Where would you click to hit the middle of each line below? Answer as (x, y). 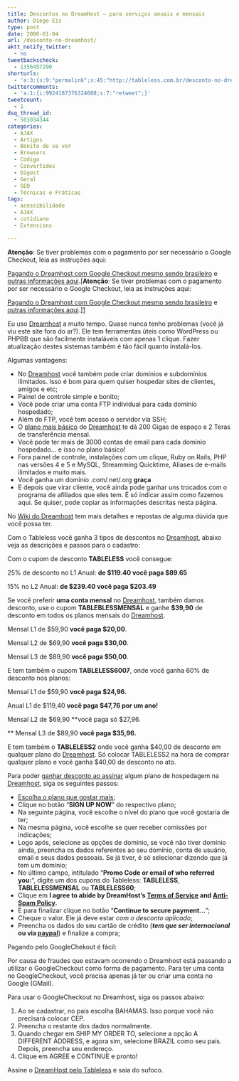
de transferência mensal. (54, 434)
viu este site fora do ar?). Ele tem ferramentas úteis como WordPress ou (113, 331)
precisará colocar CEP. (51, 1018)
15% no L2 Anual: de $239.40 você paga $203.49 (82, 586)
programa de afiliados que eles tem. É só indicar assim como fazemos (121, 494)
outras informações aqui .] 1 (46, 309)
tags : (15, 199)
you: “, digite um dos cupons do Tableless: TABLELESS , (99, 880)
